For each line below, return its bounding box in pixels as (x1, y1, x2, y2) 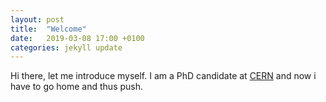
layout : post (10, 14, 65, 25)
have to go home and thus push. (10, 81, 144, 93)
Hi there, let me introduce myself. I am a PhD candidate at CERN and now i (10, 70, 317, 82)
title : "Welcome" (10, 24, 87, 34)
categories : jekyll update (10, 42, 123, 53)
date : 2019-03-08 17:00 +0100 (10, 33, 145, 43)
